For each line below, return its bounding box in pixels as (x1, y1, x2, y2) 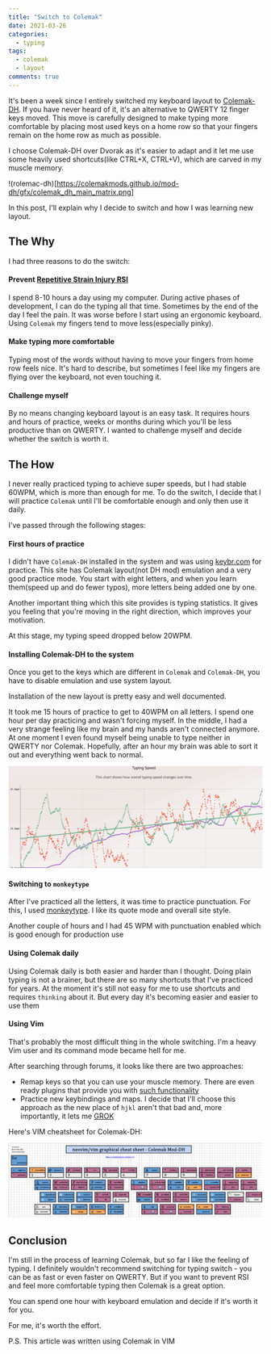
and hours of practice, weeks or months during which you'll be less (8, 417, 232, 427)
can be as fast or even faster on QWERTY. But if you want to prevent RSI (8, 1272, 249, 1282)
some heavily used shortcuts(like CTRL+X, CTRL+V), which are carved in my (8, 154, 262, 164)
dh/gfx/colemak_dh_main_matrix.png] (8, 187, 135, 197)
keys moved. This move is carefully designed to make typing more (8, 113, 229, 123)
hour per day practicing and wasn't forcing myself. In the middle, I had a (8, 715, 248, 726)
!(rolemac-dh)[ (8, 178, 57, 188)
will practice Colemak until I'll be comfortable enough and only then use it (8, 496, 248, 505)
